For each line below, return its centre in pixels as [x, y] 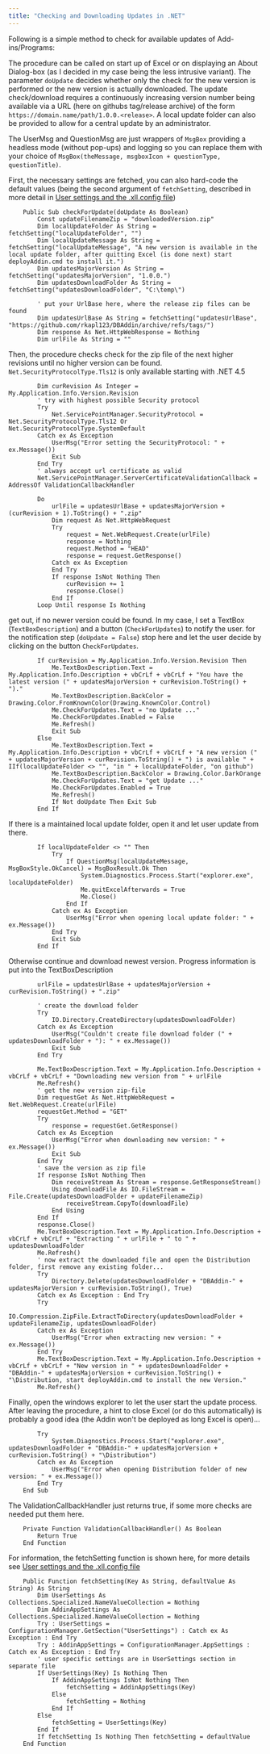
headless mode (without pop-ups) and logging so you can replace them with [135, 147]
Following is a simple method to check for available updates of [112, 39]
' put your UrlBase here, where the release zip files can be [144, 303]
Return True [58, 1536]
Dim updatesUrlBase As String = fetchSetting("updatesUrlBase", [147, 318]
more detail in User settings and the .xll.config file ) [92, 197]
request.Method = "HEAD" [108, 548]
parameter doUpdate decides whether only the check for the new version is [132, 80]
